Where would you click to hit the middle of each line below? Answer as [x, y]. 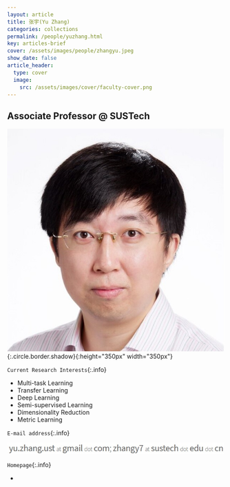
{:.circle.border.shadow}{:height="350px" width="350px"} [90, 356]
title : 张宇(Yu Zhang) [39, 22]
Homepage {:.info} [29, 464]
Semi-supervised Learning [55, 405]
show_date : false [32, 59]
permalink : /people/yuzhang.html [55, 37]
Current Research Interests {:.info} [57, 370]
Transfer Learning [43, 391]
